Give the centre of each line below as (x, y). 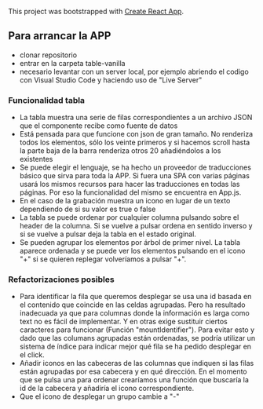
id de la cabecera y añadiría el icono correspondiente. (107, 389)
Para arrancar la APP (60, 36)
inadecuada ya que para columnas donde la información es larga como (134, 313)
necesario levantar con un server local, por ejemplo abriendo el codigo (134, 71)
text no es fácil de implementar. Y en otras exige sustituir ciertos (123, 322)
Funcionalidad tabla (46, 100)
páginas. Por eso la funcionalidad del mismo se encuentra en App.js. (130, 192)
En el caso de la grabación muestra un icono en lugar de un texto (125, 201)
